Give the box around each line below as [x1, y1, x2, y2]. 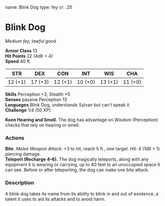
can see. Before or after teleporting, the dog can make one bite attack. [5, 167, 150, 173]
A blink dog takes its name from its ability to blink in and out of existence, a [5, 191, 159, 197]
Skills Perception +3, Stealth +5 [5, 91, 71, 97]
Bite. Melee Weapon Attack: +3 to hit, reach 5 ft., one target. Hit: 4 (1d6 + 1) [5, 146, 160, 152]
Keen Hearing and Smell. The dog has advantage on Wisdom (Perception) [5, 116, 158, 122]
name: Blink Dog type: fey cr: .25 [5, 4, 73, 10]
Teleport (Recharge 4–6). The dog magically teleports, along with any [5, 156, 149, 162]
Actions [5, 134, 25, 141]
